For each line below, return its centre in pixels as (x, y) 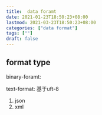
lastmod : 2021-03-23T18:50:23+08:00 (51, 22)
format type (29, 62)
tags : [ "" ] (19, 33)
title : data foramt (32, 11)
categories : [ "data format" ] (42, 28)
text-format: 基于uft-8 (32, 89)
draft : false (22, 39)
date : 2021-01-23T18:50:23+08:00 (47, 17)
